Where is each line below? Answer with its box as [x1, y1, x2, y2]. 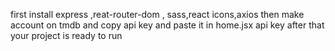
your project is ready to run [10, 30, 123, 41]
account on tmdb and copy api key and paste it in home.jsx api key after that [10, 19, 325, 31]
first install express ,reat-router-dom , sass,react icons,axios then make [10, 9, 305, 20]
